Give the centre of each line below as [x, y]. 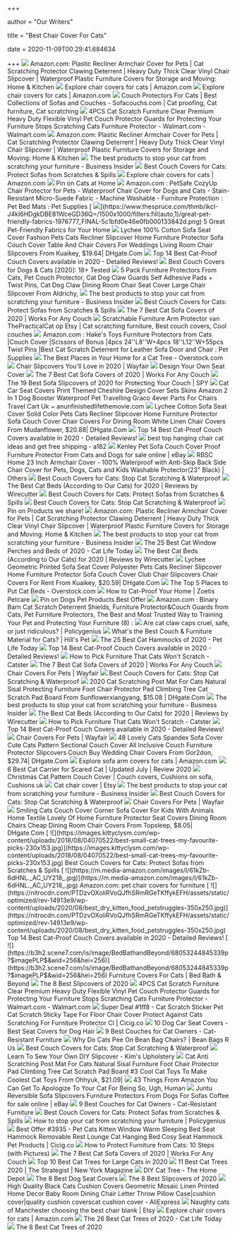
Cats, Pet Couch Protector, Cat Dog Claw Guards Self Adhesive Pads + [110, 277]
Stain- [221, 191]
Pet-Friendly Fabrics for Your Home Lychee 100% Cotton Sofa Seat [109, 230]
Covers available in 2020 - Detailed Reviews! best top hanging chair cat [116, 438]
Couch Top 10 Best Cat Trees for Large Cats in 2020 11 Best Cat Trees [117, 1162]
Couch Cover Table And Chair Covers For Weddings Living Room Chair [110, 245]
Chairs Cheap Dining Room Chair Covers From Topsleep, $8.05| [100, 825]
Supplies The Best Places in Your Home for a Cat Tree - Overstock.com [115, 358]
